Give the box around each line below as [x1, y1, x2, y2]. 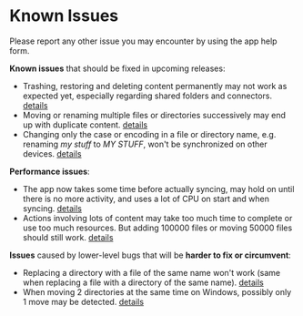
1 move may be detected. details [22, 296, 144, 307]
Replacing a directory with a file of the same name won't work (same [22, 267, 281, 278]
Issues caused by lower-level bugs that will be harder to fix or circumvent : [9, 250, 291, 260]
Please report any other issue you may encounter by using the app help [9, 36, 278, 46]
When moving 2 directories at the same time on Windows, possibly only [22, 286, 292, 297]
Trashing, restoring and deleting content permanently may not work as [22, 80, 288, 91]
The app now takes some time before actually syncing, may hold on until [22, 183, 295, 194]
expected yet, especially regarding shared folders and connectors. [22, 90, 273, 101]
